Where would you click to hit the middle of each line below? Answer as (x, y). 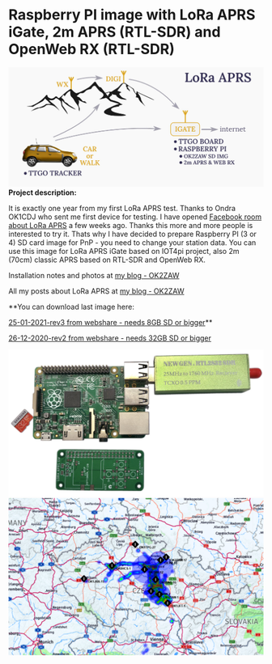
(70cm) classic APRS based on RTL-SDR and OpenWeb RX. (107, 260)
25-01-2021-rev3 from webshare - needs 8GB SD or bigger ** (110, 322)
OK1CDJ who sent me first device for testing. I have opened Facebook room (135, 217)
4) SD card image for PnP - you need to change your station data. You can (132, 242)
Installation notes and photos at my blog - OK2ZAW (94, 275)
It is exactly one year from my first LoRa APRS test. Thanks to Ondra (122, 208)
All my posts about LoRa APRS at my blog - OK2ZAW (96, 291)
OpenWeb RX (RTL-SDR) (92, 49)
